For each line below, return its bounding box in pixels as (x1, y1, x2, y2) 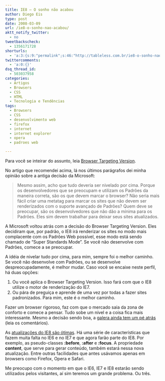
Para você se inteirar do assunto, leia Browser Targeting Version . (5, 158, 136, 164)
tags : (5, 104, 16, 108)
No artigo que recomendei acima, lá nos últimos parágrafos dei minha (5, 168, 146, 173)
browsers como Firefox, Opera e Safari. (5, 356, 85, 361)
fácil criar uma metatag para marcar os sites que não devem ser (17, 198, 147, 204)
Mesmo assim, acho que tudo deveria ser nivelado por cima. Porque (17, 182, 156, 188)
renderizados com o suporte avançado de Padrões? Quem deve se (17, 203, 153, 209)
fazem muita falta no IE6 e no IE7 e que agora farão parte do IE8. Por (5, 335, 144, 341)
